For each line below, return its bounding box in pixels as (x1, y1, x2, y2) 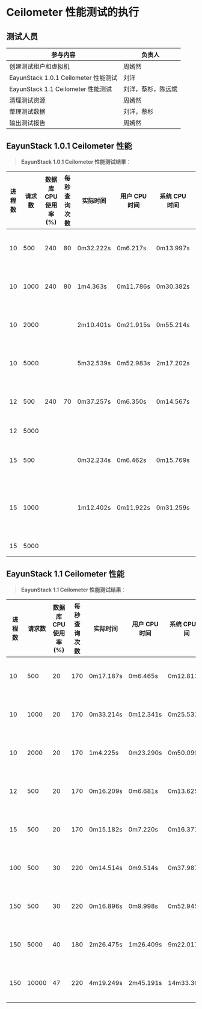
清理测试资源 (9, 96, 46, 104)
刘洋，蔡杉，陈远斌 (123, 85, 178, 93)
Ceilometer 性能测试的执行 (6, 5, 139, 19)
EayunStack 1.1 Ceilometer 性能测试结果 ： (20, 586, 127, 593)
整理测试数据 (9, 108, 46, 116)
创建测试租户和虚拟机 (9, 63, 70, 70)
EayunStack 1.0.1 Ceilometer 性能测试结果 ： (20, 158, 132, 165)
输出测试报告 (9, 119, 46, 127)
